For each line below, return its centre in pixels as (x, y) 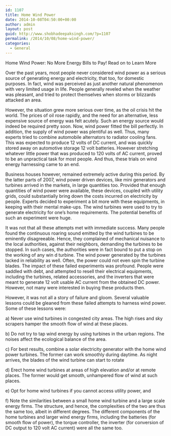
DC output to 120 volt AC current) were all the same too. (64, 428)
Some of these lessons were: (36, 308)
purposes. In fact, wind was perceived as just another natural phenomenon (84, 84)
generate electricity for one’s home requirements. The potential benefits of (84, 212)
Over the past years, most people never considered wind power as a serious (86, 73)
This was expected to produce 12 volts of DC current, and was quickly (79, 142)
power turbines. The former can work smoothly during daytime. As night (81, 355)
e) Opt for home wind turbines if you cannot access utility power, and (78, 390)
